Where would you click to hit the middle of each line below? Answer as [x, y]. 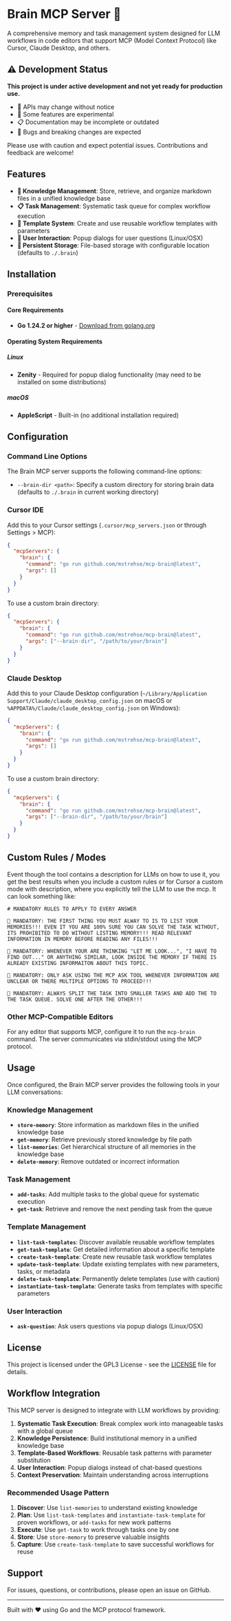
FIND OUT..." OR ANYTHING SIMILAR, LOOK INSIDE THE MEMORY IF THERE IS [112, 957]
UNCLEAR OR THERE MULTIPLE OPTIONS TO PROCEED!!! [80, 981]
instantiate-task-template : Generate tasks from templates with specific [120, 1286]
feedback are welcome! [41, 152]
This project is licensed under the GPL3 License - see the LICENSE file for [112, 1364]
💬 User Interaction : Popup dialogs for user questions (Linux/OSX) [110, 238]
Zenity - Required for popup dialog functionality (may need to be [109, 375]
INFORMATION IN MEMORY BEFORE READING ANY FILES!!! [82, 939]
